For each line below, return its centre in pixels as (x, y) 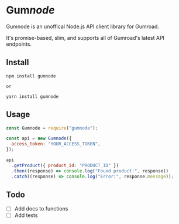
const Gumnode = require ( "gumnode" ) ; (52, 128)
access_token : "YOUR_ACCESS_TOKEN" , (56, 144)
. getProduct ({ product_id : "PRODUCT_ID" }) (65, 165)
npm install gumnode (31, 76)
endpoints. (19, 44)
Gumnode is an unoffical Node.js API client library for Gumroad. (83, 26)
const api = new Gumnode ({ (39, 138)
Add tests (26, 215)
